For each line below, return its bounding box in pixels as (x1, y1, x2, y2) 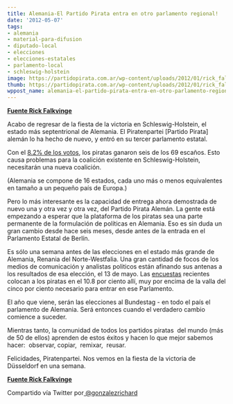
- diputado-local (7, 42, 58, 49)
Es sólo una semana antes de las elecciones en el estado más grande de (7, 248, 215, 256)
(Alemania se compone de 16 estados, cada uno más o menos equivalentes (7, 176, 223, 185)
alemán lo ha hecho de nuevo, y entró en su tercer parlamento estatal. (7, 135, 208, 143)
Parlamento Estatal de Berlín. (7, 234, 90, 243)
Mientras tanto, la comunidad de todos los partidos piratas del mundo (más (7, 326, 224, 335)
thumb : (7, 81, 26, 88)
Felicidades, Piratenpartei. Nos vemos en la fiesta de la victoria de (7, 355, 196, 363)
